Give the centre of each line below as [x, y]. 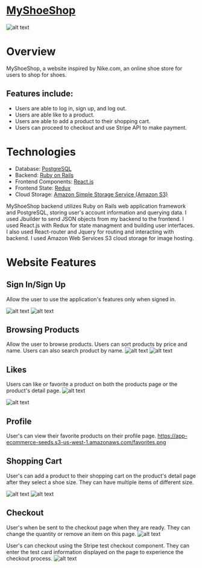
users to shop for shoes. [36, 75]
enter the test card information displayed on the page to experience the [95, 552]
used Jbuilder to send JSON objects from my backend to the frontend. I [95, 219]
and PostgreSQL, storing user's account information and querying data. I [96, 212]
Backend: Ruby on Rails [44, 175]
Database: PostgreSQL [43, 168]
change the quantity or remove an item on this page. [71, 534]
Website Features [51, 262]
